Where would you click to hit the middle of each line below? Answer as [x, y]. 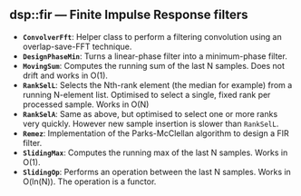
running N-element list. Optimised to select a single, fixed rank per [146, 94]
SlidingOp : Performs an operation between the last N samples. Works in [157, 171]
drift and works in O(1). [65, 75]
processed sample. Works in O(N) [86, 104]
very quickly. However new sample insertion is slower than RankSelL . [150, 123]
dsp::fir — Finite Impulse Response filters [129, 15]
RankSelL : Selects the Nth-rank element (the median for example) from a [157, 84]
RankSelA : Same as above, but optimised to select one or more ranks [150, 113]
